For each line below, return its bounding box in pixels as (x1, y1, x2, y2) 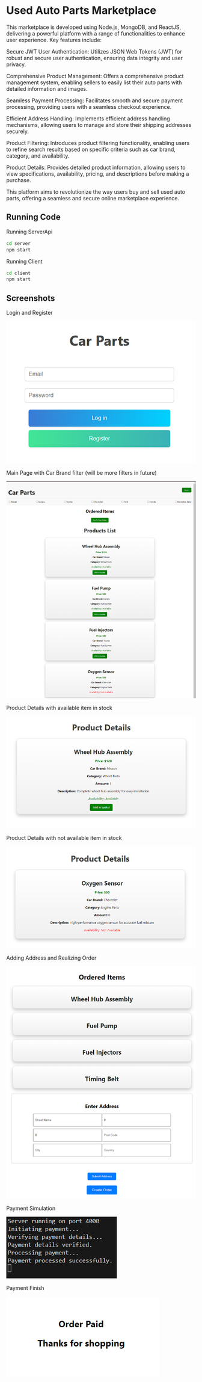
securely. (6, 128, 29, 135)
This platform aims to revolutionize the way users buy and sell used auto (6, 188, 185, 196)
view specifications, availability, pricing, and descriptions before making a (6, 170, 189, 177)
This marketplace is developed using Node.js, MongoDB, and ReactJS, (6, 23, 182, 31)
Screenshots (6, 293, 55, 303)
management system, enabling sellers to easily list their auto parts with (6, 79, 182, 86)
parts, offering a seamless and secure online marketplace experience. (6, 194, 180, 202)
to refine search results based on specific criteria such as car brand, (6, 146, 176, 153)
